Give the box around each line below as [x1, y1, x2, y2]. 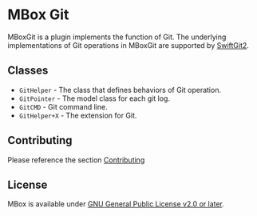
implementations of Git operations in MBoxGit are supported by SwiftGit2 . [7, 40, 249, 50]
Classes [7, 64, 49, 78]
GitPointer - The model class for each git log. [18, 94, 171, 103]
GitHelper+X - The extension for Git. [18, 110, 137, 120]
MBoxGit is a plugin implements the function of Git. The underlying [7, 32, 227, 42]
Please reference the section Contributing [7, 154, 145, 165]
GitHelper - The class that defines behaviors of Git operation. [18, 85, 221, 94]
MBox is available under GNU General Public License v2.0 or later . [7, 199, 225, 209]
